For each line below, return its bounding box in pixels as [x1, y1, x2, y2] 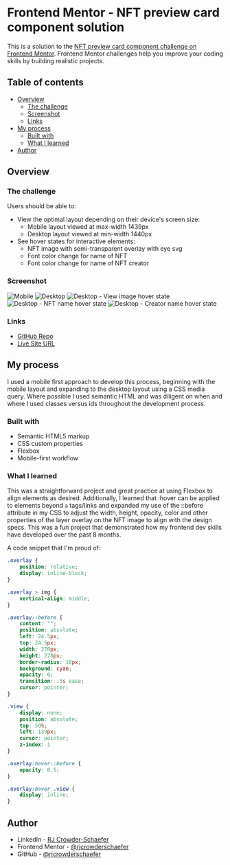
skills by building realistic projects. [7, 56, 104, 65]
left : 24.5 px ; [19, 633, 60, 640]
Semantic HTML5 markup [16, 432, 90, 440]
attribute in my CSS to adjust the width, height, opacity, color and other [7, 508, 208, 517]
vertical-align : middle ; [19, 595, 91, 602]
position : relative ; [19, 563, 78, 571]
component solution [7, 19, 125, 35]
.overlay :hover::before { [7, 760, 81, 767]
